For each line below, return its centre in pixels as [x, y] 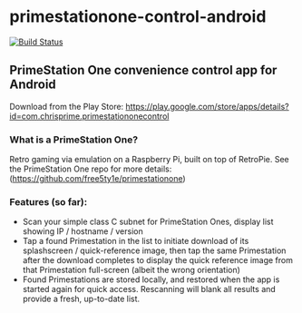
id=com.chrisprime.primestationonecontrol [89, 116]
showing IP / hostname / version [83, 231]
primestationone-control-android [138, 17]
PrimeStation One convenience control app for [143, 70]
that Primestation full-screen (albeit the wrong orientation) [131, 270]
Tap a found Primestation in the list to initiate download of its [136, 241]
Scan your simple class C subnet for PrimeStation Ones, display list [148, 222]
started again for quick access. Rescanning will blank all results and [149, 289]
